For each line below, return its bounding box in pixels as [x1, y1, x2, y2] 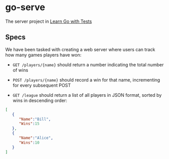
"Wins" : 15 [18, 121, 40, 127]
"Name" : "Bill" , [18, 116, 51, 122]
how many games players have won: [5, 52, 82, 58]
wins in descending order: [12, 97, 67, 103]
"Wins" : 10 [18, 140, 40, 145]
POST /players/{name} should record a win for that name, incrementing [12, 76, 160, 83]
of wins [12, 67, 28, 73]
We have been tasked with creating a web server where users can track [5, 46, 156, 52]
